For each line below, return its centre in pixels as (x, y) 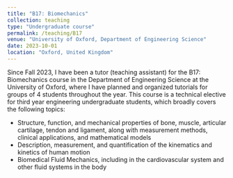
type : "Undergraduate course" (51, 26)
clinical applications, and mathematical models (84, 137)
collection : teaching (39, 20)
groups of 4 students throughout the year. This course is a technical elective (116, 94)
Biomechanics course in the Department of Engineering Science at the (108, 79)
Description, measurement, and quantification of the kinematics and (114, 145)
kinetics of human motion (54, 152)
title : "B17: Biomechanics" (48, 14)
